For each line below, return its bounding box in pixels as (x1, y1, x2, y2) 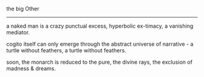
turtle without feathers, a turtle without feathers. (6, 47, 126, 54)
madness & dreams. (6, 65, 56, 72)
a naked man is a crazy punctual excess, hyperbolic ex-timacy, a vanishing (6, 22, 194, 29)
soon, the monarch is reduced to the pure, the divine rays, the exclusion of (6, 58, 193, 66)
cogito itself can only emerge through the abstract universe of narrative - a (6, 40, 194, 48)
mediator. (6, 29, 30, 35)
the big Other (6, 5, 39, 12)
